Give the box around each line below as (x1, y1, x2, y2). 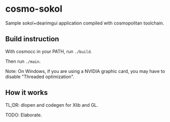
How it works (5, 88, 48, 97)
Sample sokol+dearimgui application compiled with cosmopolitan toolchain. (5, 20, 164, 26)
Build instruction (5, 35, 60, 43)
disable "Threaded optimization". (5, 74, 75, 80)
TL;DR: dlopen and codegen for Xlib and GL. (5, 102, 99, 108)
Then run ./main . (5, 58, 41, 64)
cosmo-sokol (5, 3, 63, 15)
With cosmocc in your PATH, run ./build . (5, 48, 92, 54)
